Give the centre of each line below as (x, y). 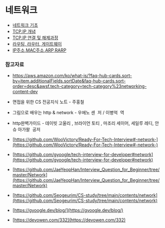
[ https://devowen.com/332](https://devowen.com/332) (69, 220)
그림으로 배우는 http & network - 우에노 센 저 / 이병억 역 (68, 113)
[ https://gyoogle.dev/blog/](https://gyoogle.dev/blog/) (68, 210)
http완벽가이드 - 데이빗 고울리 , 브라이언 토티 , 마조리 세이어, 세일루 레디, (83, 123)
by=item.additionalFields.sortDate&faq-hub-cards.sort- (69, 81)
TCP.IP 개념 (24, 31)
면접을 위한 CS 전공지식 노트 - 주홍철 (48, 102)
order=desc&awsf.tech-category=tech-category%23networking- (80, 86)
